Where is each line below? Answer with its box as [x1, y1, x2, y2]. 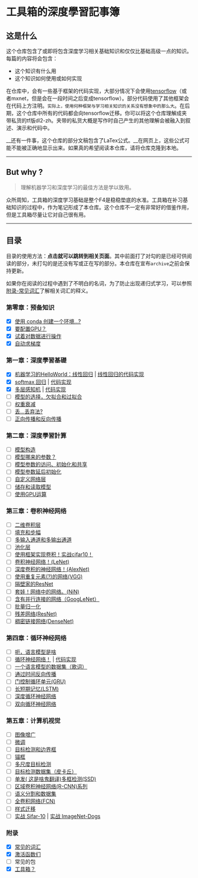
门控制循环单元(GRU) [14, 678, 66, 685]
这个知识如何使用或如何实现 [14, 75, 82, 82]
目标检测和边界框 [14, 746, 57, 753]
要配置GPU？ [14, 325, 47, 332]
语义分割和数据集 [14, 790, 57, 798]
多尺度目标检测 [14, 760, 51, 768]
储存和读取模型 [14, 483, 51, 490]
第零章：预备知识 [6, 303, 55, 311]
